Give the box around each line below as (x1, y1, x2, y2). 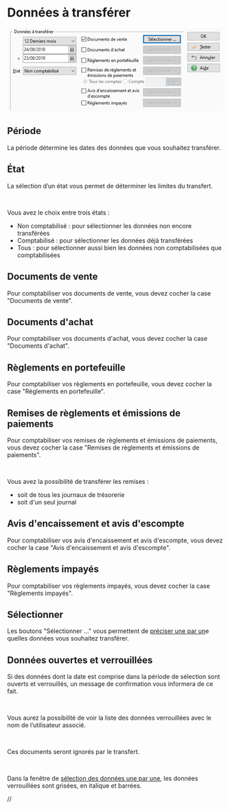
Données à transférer (7, 5, 131, 21)
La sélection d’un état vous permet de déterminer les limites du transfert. (7, 181, 213, 190)
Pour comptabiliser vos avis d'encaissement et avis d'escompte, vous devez (7, 536, 223, 544)
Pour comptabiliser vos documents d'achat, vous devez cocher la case (7, 335, 208, 343)
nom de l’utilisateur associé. (7, 721, 87, 729)
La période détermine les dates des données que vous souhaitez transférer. (7, 143, 221, 152)
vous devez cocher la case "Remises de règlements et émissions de (7, 443, 200, 452)
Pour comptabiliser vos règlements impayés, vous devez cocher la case (7, 581, 211, 590)
